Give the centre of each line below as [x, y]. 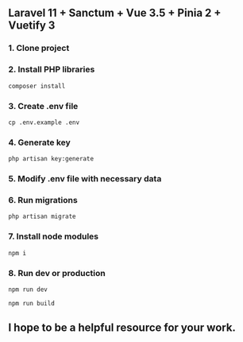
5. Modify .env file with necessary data [85, 179]
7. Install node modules [54, 236]
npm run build [32, 304]
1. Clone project [39, 49]
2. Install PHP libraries [52, 69]
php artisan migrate [42, 217]
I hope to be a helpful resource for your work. [122, 328]
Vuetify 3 [32, 26]
